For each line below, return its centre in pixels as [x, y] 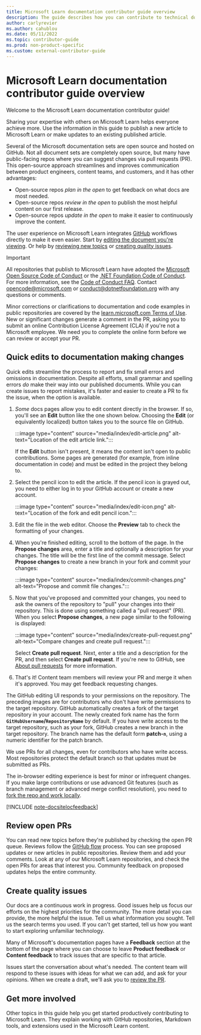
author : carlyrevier [32, 23]
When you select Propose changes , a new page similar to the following [103, 617]
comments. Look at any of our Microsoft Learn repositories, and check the [98, 859]
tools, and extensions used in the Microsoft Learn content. [78, 1025]
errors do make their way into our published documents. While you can [94, 384]
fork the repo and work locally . [44, 795]
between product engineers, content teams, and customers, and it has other [100, 171]
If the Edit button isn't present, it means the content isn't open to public [103, 451]
